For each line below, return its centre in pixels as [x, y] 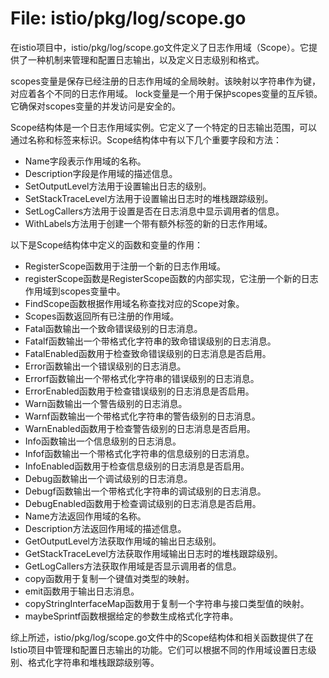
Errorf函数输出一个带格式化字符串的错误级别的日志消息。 [142, 378]
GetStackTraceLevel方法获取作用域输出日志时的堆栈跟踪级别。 [153, 553]
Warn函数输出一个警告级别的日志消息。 [106, 403]
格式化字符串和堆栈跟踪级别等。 [93, 662]
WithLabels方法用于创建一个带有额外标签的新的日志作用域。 [148, 223]
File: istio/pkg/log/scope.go [128, 18]
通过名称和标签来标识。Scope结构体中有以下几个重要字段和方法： [146, 139]
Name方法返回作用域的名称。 [85, 516]
